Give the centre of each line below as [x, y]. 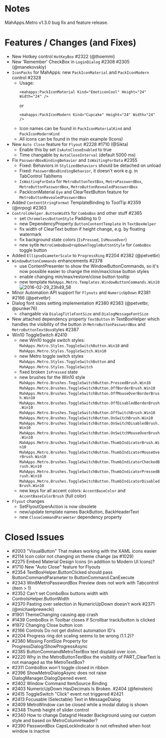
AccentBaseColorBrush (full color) [53, 496]
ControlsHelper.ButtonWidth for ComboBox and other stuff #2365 [77, 213]
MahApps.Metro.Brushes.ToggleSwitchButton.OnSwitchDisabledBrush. [89, 423]
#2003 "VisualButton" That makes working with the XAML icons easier [84, 551]
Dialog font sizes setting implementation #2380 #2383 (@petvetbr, [81, 303]
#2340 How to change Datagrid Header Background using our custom [84, 715]
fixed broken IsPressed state [48, 372]
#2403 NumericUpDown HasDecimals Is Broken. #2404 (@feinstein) [82, 689]
